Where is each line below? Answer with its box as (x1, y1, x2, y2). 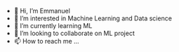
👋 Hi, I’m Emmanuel (13, 7, 70, 15)
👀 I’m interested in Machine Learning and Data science (13, 14, 172, 22)
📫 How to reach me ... (13, 37, 79, 45)
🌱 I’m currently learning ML (13, 22, 93, 30)
